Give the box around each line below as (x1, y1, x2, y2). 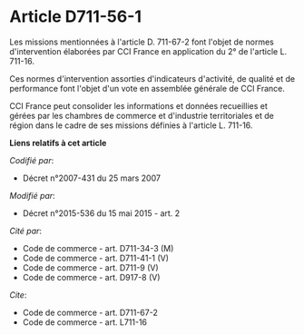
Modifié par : (9, 190, 56, 201)
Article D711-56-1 (9, 6, 142, 27)
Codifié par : (9, 154, 54, 165)
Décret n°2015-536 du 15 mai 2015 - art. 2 (22, 207, 181, 219)
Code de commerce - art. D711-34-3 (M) (22, 242, 174, 253)
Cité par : (9, 225, 43, 236)
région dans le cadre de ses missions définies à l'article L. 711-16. (9, 120, 253, 131)
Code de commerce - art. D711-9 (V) (22, 261, 159, 273)
